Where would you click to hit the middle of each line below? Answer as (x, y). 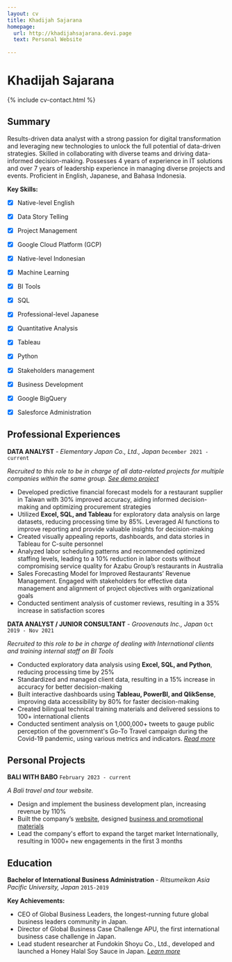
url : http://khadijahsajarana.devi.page (73, 33)
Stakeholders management (56, 370)
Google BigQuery (42, 398)
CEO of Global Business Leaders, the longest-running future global (113, 915)
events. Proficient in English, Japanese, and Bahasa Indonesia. (97, 176)
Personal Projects (46, 760)
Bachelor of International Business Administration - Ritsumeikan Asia (108, 880)
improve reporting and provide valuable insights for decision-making (115, 529)
